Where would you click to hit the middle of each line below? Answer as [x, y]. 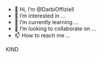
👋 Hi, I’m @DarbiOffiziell [44, 9]
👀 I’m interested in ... [40, 16]
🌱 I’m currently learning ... [46, 22]
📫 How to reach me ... [42, 35]
